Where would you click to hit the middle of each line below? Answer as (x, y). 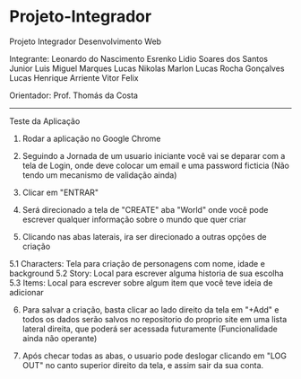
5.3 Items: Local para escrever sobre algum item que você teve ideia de (141, 282)
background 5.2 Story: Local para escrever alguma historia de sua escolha (146, 273)
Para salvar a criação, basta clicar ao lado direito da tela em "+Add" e (150, 309)
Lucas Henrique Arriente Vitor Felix (74, 77)
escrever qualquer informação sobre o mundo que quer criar (134, 219)
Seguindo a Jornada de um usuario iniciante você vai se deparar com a (154, 155)
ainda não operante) (60, 338)
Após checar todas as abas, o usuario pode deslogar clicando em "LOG (154, 356)
